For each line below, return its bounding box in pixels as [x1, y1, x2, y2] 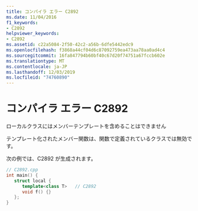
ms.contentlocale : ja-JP [6, 63, 67, 70]
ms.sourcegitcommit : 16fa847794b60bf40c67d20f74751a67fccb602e [6, 53, 165, 59]
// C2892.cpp [6, 167, 38, 173]
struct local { [14, 178, 51, 184]
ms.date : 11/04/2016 [6, 14, 57, 20]
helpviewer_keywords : [6, 31, 60, 37]
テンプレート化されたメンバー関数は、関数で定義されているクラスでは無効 [6, 135, 187, 142]
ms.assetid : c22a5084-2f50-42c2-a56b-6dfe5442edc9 [6, 42, 134, 48]
